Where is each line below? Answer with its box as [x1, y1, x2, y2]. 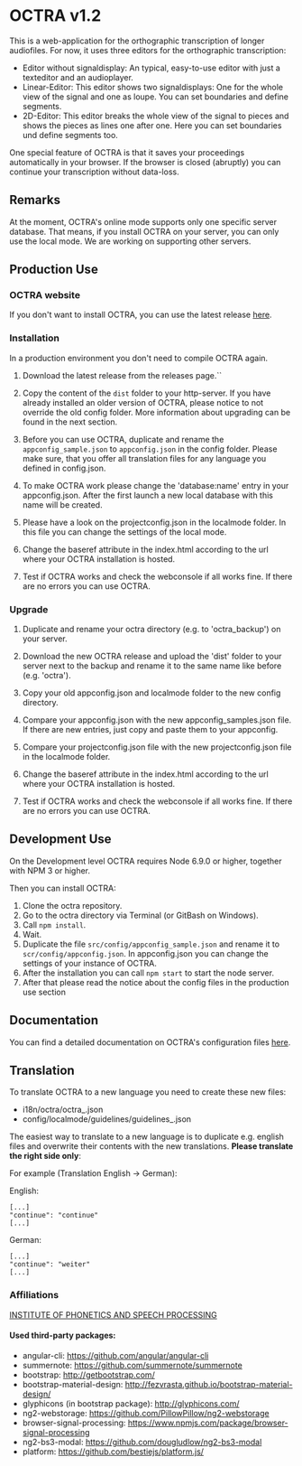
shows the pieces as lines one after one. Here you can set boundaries [22, 119, 282, 131]
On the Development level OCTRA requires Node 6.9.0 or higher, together [9, 855, 282, 866]
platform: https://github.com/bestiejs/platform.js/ [22, 1446, 205, 1457]
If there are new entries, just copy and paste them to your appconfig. [22, 724, 279, 735]
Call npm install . [22, 919, 87, 930]
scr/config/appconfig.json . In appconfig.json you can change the [22, 948, 269, 958]
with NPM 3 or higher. [9, 864, 91, 876]
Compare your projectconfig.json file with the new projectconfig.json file [22, 742, 292, 752]
